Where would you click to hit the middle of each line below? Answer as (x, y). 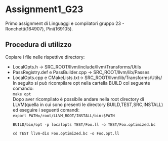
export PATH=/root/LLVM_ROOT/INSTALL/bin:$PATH (64, 116)
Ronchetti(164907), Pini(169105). (39, 28)
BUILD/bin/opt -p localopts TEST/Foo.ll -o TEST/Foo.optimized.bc (84, 125)
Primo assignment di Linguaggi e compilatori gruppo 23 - (65, 23)
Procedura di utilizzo (38, 45)
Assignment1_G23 (44, 9)
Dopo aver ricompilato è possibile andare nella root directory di (78, 99)
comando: (23, 88)
